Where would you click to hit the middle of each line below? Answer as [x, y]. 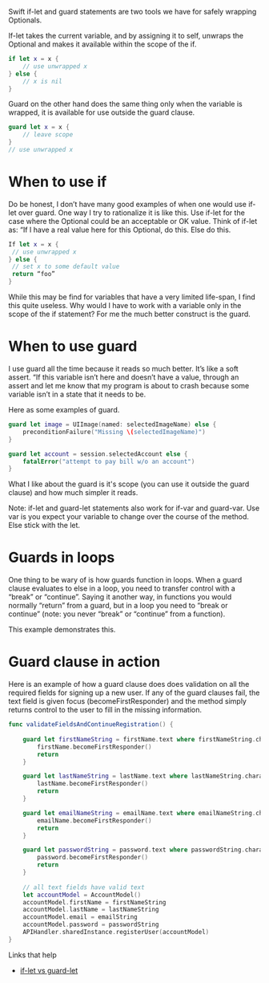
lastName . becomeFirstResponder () [93, 784]
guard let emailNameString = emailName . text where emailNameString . [139, 813]
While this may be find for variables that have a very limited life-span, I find [132, 297]
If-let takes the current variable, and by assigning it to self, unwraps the [126, 36]
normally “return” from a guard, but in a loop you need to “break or [118, 606]
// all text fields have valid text [84, 887]
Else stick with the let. [44, 526]
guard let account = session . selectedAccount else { [98, 454]
